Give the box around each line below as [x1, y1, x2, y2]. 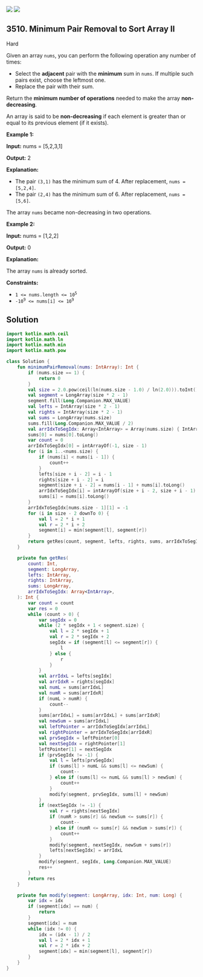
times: [6, 58, 22, 65]
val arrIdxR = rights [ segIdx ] [38, 679, 115, 685]
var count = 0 [28, 437, 63, 443]
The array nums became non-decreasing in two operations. [6, 209, 152, 216]
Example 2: [6, 220, 35, 227]
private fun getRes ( [17, 555, 69, 561]
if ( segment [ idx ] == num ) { [28, 903, 98, 910]
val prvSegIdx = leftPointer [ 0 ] [38, 735, 120, 741]
